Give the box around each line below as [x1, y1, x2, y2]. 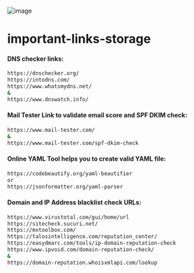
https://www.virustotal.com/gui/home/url [7, 214, 130, 221]
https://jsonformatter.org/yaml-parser [7, 183, 124, 190]
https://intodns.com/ [7, 77, 70, 84]
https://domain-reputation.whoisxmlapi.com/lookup [7, 259, 158, 266]
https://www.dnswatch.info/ [7, 96, 89, 103]
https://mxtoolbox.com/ [7, 227, 77, 234]
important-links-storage [7, 31, 151, 47]
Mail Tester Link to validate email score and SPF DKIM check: [7, 111, 188, 119]
